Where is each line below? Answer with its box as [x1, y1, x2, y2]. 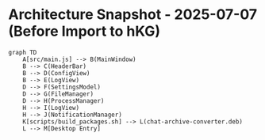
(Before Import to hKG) [8, 22, 161, 40]
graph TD [8, 48, 37, 56]
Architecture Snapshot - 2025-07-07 [8, 6, 258, 24]
